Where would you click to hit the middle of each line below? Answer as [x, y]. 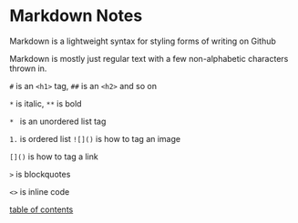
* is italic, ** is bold [46, 103]
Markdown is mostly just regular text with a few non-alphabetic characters [149, 58]
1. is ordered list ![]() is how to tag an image [95, 138]
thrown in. [28, 68]
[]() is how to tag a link [54, 157]
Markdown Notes [76, 16]
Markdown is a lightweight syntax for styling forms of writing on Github [143, 41]
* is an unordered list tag [58, 121]
